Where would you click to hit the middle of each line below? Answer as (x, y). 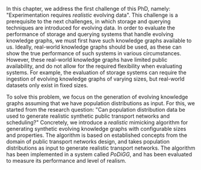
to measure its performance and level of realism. (66, 161)
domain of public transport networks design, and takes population (88, 141)
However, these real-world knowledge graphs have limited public (87, 60)
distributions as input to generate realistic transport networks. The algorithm (101, 148)
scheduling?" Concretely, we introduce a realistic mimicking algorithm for (97, 122)
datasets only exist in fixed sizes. (47, 85)
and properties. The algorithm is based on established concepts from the (97, 135)
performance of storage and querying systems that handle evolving (90, 34)
